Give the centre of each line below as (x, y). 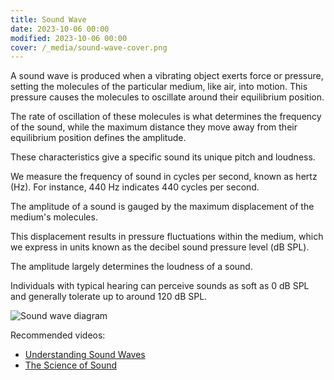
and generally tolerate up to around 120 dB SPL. (109, 297)
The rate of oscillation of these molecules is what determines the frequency (166, 117)
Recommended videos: (58, 335)
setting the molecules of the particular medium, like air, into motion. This (159, 87)
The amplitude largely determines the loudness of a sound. (131, 267)
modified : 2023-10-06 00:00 (69, 38)
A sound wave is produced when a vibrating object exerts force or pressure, (167, 76)
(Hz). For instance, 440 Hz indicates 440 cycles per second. (135, 187)
